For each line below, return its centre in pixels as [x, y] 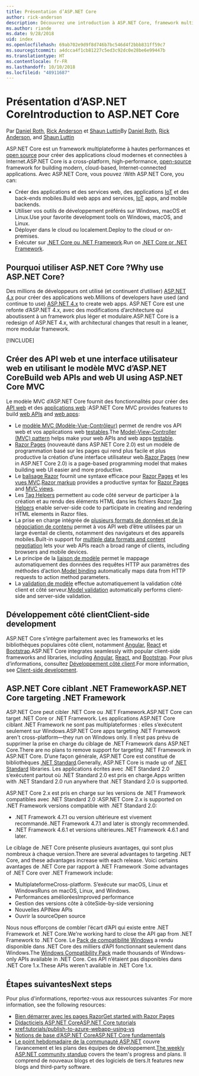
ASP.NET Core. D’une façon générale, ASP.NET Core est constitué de [91, 756]
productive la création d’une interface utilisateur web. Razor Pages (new [102, 457]
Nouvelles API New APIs [44, 910]
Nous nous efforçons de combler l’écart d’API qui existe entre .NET [87, 927]
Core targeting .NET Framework [66, 698]
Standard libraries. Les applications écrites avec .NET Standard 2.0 [88, 769]
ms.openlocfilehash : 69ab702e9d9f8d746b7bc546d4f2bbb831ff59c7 [86, 45]
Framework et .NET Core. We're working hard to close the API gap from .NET [99, 934]
